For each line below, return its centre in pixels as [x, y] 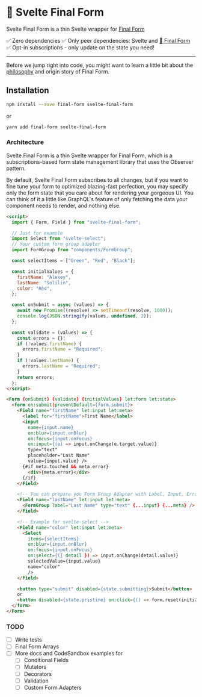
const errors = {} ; [41, 338]
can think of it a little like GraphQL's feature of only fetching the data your [97, 199]
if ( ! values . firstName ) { [50, 344]
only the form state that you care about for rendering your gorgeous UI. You [100, 193]
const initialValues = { [43, 271]
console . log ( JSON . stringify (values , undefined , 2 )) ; [84, 316]
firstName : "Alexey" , [44, 277]
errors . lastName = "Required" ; [61, 366]
